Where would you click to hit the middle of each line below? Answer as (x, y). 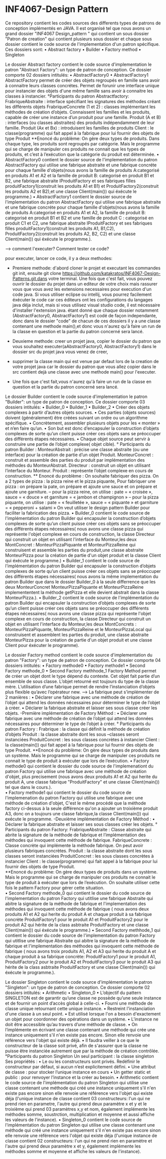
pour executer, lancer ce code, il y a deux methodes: (59, 258)
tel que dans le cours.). (28, 787)
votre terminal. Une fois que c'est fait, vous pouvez (100, 278)
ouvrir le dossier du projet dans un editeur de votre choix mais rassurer (85, 284)
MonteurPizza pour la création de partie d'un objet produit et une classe (79, 640)
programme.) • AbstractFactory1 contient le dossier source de (69, 196)
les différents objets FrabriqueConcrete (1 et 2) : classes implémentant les (81, 107)
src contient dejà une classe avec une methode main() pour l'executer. (84, 372)
